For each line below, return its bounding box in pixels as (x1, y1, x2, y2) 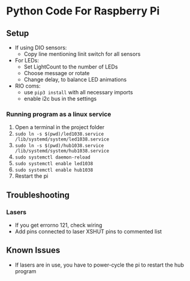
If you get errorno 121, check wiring (14, 221, 102, 229)
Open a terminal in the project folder (14, 124, 105, 131)
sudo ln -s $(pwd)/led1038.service (14, 131, 104, 137)
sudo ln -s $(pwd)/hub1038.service (14, 143, 104, 149)
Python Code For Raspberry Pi (6, 4, 160, 18)
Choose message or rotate (23, 70, 90, 76)
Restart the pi (14, 172, 49, 180)
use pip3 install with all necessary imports (23, 89, 133, 95)
